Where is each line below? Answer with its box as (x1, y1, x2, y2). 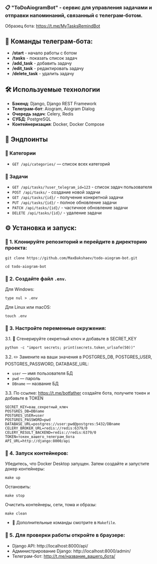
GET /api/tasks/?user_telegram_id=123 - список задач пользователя (12, 184, 153, 190)
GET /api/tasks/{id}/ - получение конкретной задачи (12, 194, 124, 200)
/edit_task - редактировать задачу (12, 66, 84, 71)
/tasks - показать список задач (12, 55, 78, 61)
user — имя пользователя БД (12, 370, 73, 376)
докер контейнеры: (5, 466, 45, 472)
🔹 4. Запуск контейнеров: (5, 450, 69, 457)
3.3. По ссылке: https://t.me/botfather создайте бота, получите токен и (5, 390, 150, 396)
